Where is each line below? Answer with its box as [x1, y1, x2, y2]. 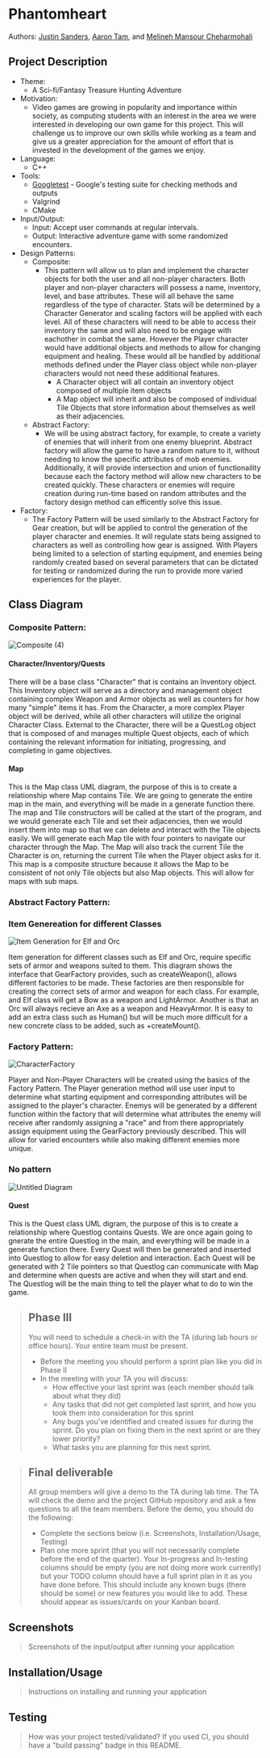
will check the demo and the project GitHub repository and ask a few [27, 1495, 256, 1505]
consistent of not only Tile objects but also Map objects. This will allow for [8, 868, 254, 877]
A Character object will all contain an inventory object [56, 376, 234, 386]
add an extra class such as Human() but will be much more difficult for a [8, 1012, 248, 1022]
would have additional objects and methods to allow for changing [44, 343, 261, 352]
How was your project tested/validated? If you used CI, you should [27, 1731, 250, 1741]
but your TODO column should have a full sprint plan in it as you [39, 1571, 252, 1581]
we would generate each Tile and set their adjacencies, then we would [8, 816, 243, 826]
